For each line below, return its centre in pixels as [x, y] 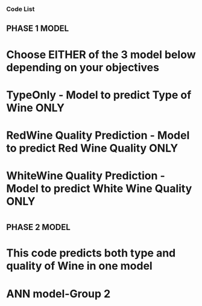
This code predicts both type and [91, 253]
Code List [21, 9]
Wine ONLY [36, 108]
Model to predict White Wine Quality [99, 189]
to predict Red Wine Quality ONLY [92, 148]
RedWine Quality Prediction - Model [98, 135]
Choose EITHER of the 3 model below [101, 55]
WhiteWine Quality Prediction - [86, 176]
